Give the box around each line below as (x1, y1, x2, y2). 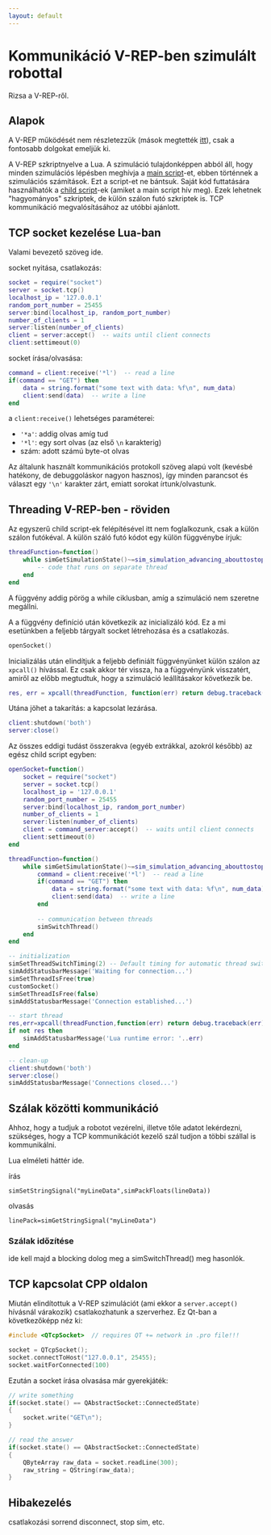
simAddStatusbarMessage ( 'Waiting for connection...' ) (8, 967, 194, 975)
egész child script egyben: (8, 750, 97, 759)
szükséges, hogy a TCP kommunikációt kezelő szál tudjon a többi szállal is (8, 1132, 256, 1142)
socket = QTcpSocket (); (8, 1346, 89, 1354)
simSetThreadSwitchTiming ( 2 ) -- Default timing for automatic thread (8, 960, 248, 968)
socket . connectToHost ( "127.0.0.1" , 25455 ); (8, 1353, 157, 1361)
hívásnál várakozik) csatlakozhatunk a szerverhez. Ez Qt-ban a (8, 1307, 218, 1317)
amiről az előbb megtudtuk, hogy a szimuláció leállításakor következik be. (8, 673, 253, 683)
